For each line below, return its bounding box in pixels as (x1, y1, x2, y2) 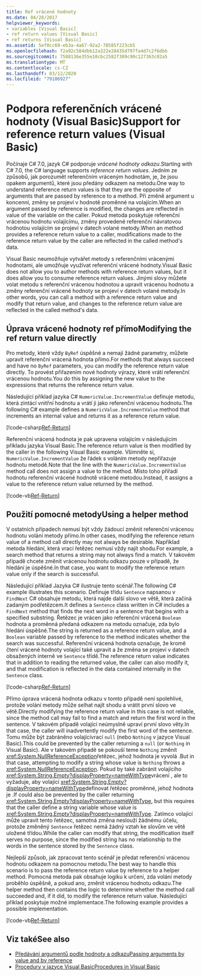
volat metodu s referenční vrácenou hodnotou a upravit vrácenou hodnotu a (6, 281, 194, 288)
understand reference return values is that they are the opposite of (6, 186, 171, 193)
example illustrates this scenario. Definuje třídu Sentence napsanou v (6, 588, 176, 595)
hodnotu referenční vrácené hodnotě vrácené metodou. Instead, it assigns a (6, 474, 193, 481)
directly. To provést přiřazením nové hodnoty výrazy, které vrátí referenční (6, 368, 190, 375)
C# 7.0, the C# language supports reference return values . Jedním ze (6, 167, 178, 174)
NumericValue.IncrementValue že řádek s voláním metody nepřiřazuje (6, 454, 176, 461)
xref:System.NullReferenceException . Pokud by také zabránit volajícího (6, 765, 182, 772)
